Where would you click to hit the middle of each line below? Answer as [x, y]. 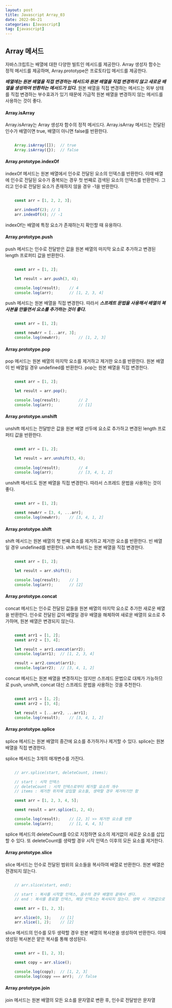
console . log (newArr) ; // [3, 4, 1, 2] [59, 518]
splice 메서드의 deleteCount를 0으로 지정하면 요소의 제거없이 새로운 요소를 [80, 834]
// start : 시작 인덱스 [37, 782]
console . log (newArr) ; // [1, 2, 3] [60, 338]
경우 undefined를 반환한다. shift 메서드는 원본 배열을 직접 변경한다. [77, 547]
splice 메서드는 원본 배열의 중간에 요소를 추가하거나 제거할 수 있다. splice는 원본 [85, 741]
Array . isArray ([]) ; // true [45, 145]
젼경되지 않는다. [21, 871]
